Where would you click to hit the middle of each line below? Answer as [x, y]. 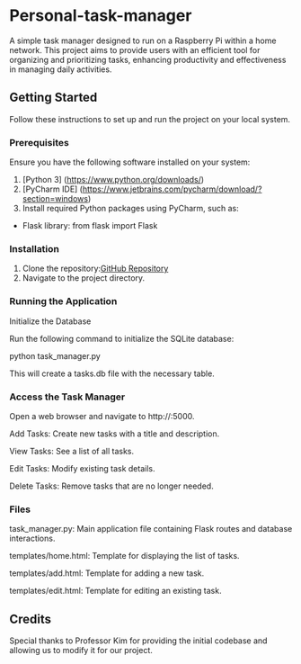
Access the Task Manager [67, 397]
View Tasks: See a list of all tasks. [72, 451]
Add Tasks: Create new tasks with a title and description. [115, 434]
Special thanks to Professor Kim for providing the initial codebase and [138, 641]
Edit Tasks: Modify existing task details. [82, 468]
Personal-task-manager [101, 16]
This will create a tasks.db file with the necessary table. [112, 373]
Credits [31, 619]
